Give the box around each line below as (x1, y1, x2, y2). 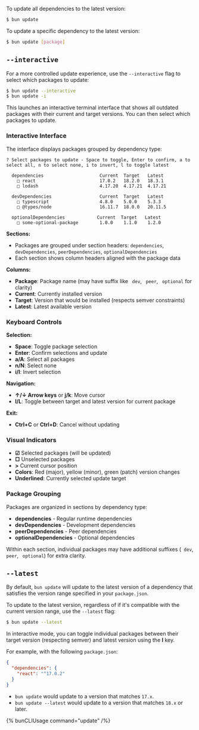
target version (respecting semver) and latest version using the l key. (6, 636, 175, 644)
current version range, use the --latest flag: (6, 608, 116, 615)
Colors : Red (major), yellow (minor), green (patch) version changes (14, 468, 180, 476)
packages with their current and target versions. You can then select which (6, 111, 191, 118)
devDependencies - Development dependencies (14, 521, 136, 528)
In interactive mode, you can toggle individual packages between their (6, 630, 179, 637)
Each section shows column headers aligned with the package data (14, 254, 181, 262)
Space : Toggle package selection (14, 343, 98, 350)
